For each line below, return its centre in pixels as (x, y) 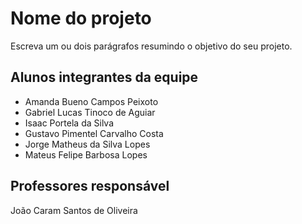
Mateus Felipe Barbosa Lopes (86, 154)
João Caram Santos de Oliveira (74, 210)
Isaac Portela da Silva (69, 123)
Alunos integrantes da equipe (104, 77)
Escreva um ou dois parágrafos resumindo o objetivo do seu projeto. (151, 46)
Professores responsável (90, 186)
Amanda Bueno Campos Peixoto (91, 101)
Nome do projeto (81, 18)
